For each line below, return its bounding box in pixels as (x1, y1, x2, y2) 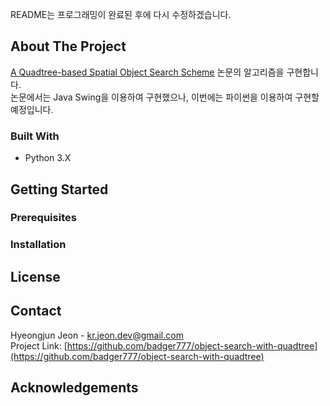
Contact (10, 303, 62, 320)
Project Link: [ (10, 339, 68, 352)
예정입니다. (10, 103, 54, 115)
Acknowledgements (10, 379, 139, 396)
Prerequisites (10, 211, 77, 225)
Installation (10, 238, 67, 252)
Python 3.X (24, 152, 72, 164)
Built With (10, 129, 60, 143)
